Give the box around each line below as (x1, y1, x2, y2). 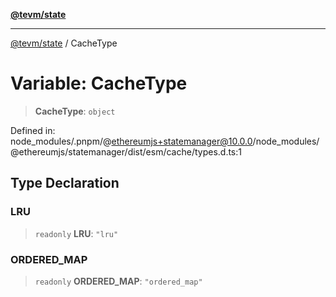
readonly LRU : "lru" (34, 227, 119, 239)
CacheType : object (34, 105, 116, 117)
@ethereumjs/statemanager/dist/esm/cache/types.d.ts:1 (10, 145, 242, 158)
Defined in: (10, 124, 56, 136)
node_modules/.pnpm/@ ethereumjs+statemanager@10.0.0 (10, 135, 253, 147)
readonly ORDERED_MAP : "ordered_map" (34, 275, 203, 287)
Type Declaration (10, 175, 120, 192)
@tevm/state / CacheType (10, 37, 118, 49)
